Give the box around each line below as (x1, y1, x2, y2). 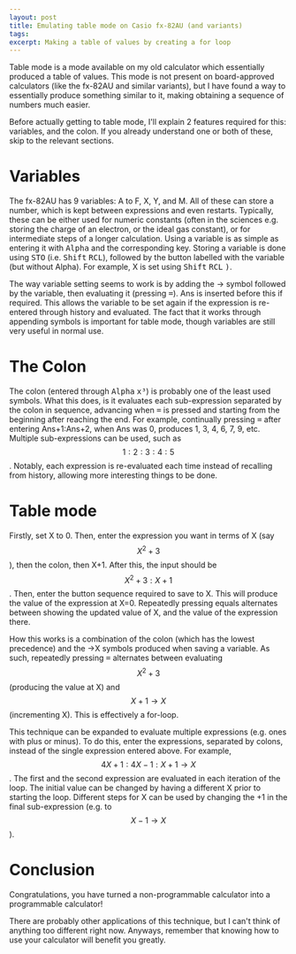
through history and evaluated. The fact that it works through (39, 307, 262, 318)
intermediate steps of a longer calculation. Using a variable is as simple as (9, 234, 279, 244)
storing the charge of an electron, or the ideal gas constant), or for (9, 224, 251, 235)
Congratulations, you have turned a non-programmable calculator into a (9, 889, 271, 899)
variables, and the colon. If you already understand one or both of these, (9, 126, 274, 137)
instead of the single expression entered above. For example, (9, 745, 231, 757)
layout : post (9, 12, 57, 22)
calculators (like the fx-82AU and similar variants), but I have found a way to (9, 81, 286, 91)
